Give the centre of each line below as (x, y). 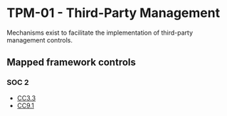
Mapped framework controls (72, 63)
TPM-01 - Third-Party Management (114, 13)
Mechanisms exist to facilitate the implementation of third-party (100, 33)
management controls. (39, 40)
